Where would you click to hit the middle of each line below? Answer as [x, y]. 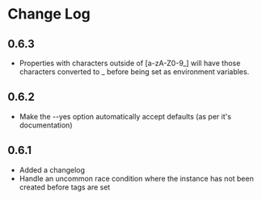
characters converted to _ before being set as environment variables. [134, 72]
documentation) [46, 125]
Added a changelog [52, 169]
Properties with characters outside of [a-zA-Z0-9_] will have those [130, 63]
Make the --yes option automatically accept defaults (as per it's [125, 116]
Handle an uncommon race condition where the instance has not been [136, 178]
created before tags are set [65, 187]
